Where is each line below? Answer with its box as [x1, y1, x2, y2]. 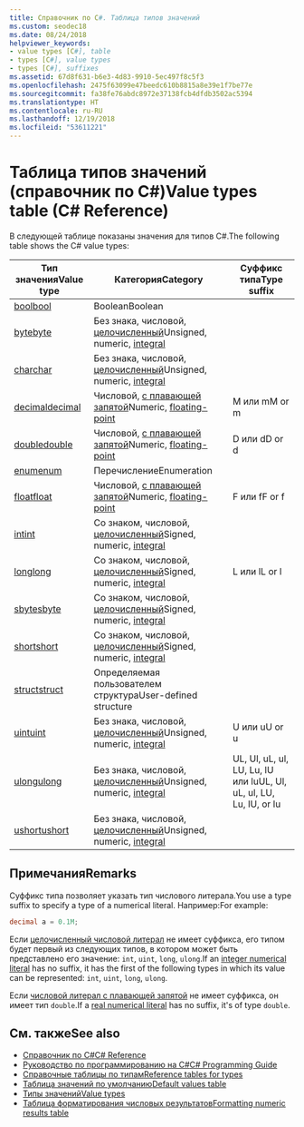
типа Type [239, 273, 283, 286]
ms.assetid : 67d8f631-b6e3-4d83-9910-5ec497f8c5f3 [9, 73, 204, 82]
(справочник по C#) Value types [9, 181, 258, 202]
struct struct [14, 682, 63, 695]
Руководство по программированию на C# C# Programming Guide [22, 1059, 278, 1071]
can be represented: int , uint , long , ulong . [9, 972, 168, 983]
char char [14, 363, 52, 376]
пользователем [93, 677, 162, 690]
